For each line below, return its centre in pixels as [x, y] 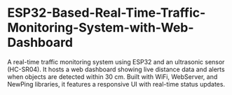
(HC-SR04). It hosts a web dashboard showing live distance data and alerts [116, 69]
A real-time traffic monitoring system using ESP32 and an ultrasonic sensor [116, 61]
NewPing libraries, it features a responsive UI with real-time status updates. [116, 84]
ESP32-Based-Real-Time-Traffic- [107, 13]
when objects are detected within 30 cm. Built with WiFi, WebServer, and [112, 76]
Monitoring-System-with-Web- [101, 28]
